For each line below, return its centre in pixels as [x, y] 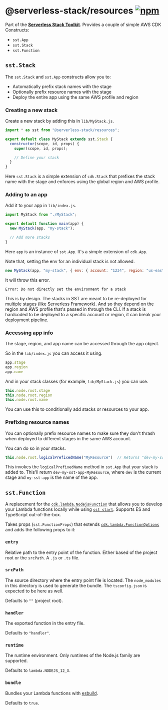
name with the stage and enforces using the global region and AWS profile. [82, 182]
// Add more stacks [30, 238]
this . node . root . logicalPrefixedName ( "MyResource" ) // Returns [72, 457]
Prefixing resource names [37, 422]
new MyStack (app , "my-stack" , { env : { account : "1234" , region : [75, 270]
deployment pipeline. [27, 320]
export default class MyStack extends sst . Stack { [59, 139]
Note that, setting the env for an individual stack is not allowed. [70, 261]
